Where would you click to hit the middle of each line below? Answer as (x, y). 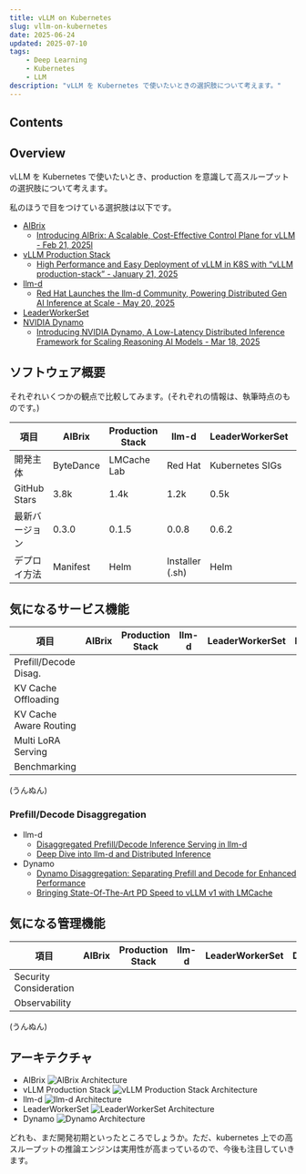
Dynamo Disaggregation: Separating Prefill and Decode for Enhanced (166, 873)
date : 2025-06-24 (42, 35)
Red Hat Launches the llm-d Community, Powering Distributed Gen (162, 293)
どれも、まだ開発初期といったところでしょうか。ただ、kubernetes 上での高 (151, 1138)
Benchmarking (46, 767)
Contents (36, 123)
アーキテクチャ (51, 1057)
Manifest (72, 567)
